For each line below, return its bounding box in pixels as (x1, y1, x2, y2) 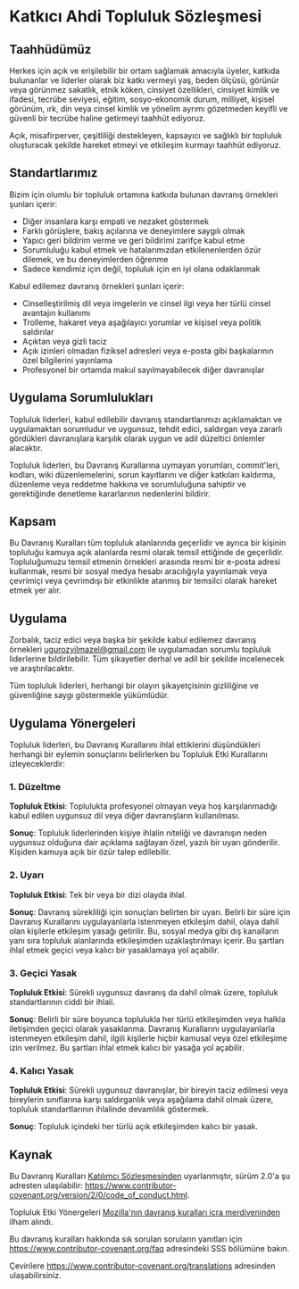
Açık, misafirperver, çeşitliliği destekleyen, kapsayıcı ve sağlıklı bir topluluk (9, 130, 283, 140)
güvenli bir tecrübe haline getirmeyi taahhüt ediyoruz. (9, 113, 206, 123)
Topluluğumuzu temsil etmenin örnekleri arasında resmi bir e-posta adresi (9, 556, 281, 568)
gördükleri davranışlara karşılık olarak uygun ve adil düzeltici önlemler (9, 433, 266, 444)
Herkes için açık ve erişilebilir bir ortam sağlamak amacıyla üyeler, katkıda (9, 65, 280, 76)
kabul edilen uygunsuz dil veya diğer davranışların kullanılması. (9, 811, 241, 821)
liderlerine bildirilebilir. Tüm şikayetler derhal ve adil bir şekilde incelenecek (9, 653, 285, 664)
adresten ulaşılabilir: (9, 1180, 83, 1191)
